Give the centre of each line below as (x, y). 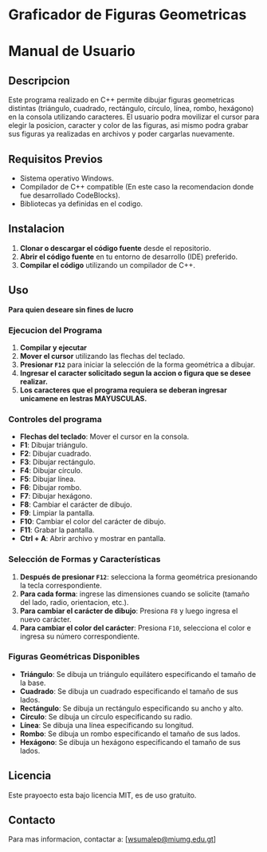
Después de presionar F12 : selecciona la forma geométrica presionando (138, 576)
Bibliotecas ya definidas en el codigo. (81, 204)
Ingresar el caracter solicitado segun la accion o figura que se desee (135, 372)
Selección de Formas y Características (84, 559)
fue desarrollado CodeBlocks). (70, 195)
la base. (33, 683)
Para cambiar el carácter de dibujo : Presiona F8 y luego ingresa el (129, 611)
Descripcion (39, 80)
